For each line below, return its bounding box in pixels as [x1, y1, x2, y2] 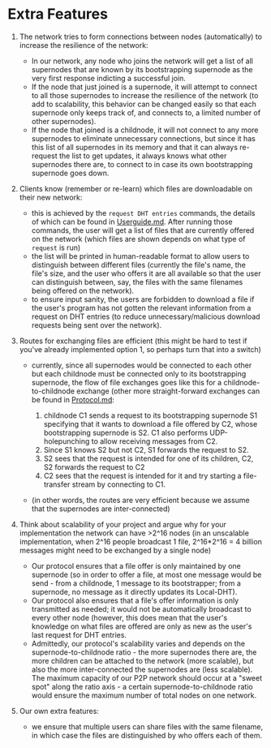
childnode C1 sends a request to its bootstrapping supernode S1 [43, 411, 257, 420]
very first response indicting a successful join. [31, 73, 186, 83]
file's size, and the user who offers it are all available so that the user [31, 269, 261, 278]
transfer [43, 479, 71, 489]
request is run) [31, 243, 81, 252]
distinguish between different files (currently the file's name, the [31, 260, 247, 269]
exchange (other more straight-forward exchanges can [75, 386, 260, 396]
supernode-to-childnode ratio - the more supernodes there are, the [31, 647, 257, 657]
